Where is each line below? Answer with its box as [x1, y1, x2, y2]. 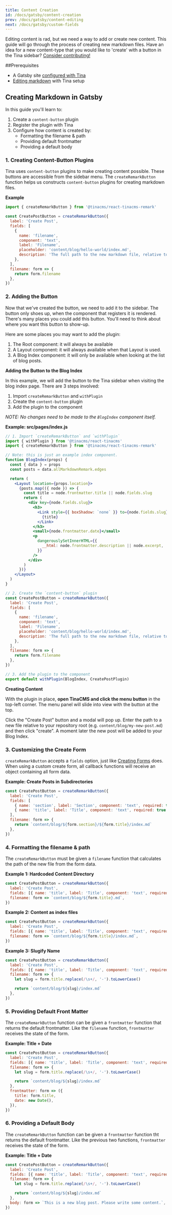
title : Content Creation [5, 7, 58, 13]
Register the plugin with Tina [12, 122, 73, 128]
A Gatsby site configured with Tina [12, 73, 86, 79]
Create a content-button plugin [12, 116, 79, 122]
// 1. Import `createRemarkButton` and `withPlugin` [5, 433, 120, 439]
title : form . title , [14, 1093, 56, 1099]
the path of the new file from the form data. [5, 861, 97, 867]
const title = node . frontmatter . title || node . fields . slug [24, 490, 153, 496]
